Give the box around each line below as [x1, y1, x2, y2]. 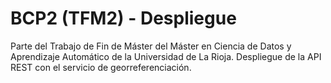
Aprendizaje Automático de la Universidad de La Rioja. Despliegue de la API [10, 50, 322, 62]
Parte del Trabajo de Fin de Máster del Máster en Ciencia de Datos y [10, 40, 292, 52]
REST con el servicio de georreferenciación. [10, 61, 192, 73]
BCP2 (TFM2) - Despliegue [10, 7, 237, 30]
